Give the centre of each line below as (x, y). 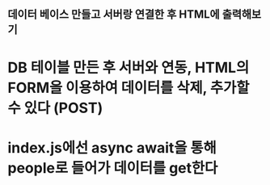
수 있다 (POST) (55, 108)
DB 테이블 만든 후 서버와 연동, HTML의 (129, 67)
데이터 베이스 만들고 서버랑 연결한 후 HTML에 (114, 15)
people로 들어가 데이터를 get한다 (113, 168)
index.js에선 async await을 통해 (112, 147)
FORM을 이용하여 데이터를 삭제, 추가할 (129, 88)
